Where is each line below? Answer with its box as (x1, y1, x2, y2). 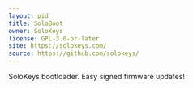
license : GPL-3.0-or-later (8, 34, 100, 43)
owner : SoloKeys (8, 27, 63, 35)
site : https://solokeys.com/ (8, 42, 107, 50)
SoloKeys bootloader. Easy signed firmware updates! (8, 72, 185, 81)
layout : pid (8, 11, 49, 20)
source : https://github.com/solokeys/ (8, 49, 139, 57)
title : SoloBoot (8, 19, 63, 28)
